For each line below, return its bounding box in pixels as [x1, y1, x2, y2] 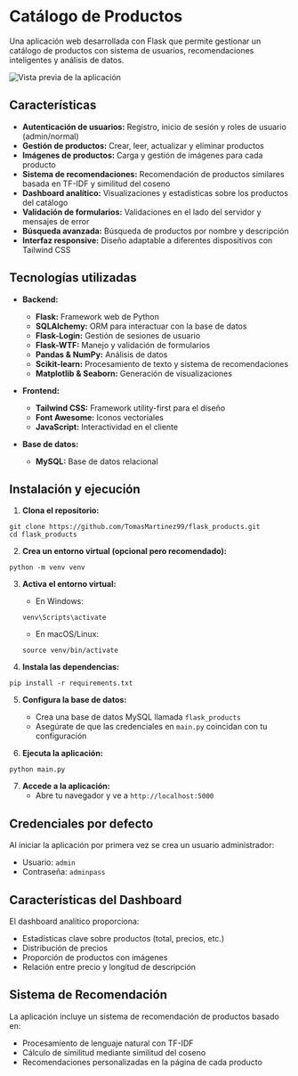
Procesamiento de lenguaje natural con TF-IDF [21, 1038, 194, 1048]
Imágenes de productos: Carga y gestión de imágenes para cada [21, 150, 263, 160]
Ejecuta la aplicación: [21, 748, 104, 759]
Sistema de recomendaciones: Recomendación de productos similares [21, 168, 285, 179]
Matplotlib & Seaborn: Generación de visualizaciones [35, 368, 233, 379]
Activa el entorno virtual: [21, 579, 117, 590]
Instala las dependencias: [21, 662, 120, 672]
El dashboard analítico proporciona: [9, 916, 140, 926]
